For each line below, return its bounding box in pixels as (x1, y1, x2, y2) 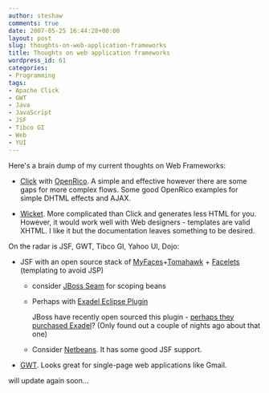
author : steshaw (8, 11, 63, 20)
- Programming (8, 71, 56, 79)
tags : (8, 79, 26, 87)
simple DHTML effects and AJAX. (19, 193, 131, 203)
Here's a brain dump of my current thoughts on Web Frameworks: (8, 160, 226, 170)
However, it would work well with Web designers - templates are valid (19, 217, 251, 227)
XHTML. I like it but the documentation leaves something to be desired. (19, 225, 255, 235)
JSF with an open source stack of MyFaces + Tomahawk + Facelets (19, 257, 240, 266)
